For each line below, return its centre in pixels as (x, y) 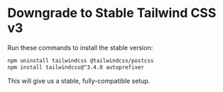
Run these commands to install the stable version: (80, 47)
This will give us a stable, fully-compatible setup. (79, 81)
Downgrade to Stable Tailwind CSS (112, 13)
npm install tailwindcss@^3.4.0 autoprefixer (76, 67)
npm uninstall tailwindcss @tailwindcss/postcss (81, 61)
